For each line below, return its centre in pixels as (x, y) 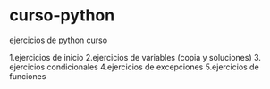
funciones (28, 76)
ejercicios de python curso (59, 40)
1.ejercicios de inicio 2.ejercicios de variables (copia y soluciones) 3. (135, 57)
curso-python (62, 16)
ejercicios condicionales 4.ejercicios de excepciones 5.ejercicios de (134, 67)
